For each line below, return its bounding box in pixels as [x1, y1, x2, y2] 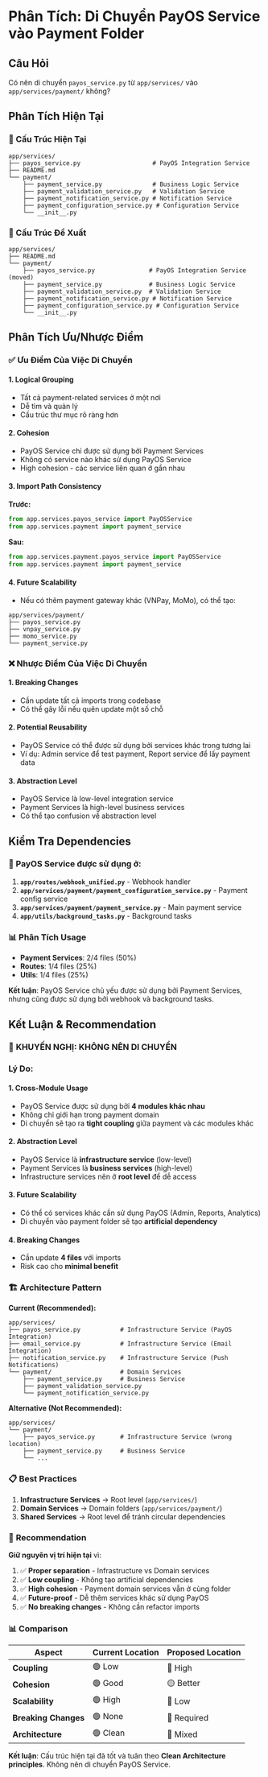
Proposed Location [167, 1647, 241, 1658]
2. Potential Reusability [8, 722, 88, 732]
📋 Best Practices [8, 1473, 77, 1485]
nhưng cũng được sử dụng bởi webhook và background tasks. [8, 994, 215, 1004]
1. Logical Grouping [8, 374, 74, 384]
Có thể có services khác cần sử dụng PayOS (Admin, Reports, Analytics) [19, 1208, 262, 1217]
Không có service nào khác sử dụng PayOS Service [19, 454, 192, 464]
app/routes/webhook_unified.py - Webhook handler [19, 877, 192, 886]
